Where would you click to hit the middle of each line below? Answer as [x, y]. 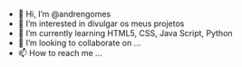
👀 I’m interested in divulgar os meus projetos [101, 24]
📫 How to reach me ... [60, 53]
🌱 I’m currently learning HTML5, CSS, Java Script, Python [125, 33]
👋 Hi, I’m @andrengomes [64, 14]
